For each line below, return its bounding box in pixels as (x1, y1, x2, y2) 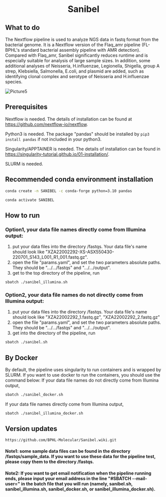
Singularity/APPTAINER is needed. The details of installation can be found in (5, 146, 161, 152)
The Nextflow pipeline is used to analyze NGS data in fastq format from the (5, 36, 159, 42)
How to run (5, 211, 40, 219)
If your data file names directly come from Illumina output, (5, 401, 124, 407)
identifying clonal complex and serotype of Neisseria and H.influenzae (5, 74, 149, 79)
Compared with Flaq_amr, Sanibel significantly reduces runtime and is (5, 52, 148, 58)
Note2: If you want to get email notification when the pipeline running (5, 470, 152, 476)
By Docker (5, 353, 38, 362)
